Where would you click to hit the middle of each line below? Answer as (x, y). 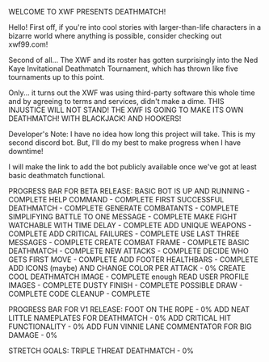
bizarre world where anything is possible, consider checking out (115, 36)
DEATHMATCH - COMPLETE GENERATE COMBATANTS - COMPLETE (124, 208)
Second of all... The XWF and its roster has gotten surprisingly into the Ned (133, 60)
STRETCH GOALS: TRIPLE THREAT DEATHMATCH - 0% (101, 351)
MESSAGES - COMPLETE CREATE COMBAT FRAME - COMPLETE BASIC (129, 242)
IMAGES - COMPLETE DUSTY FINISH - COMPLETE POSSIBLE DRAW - (126, 285)
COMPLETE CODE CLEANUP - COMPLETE (80, 294)
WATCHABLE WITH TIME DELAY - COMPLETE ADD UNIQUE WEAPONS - (130, 225)
